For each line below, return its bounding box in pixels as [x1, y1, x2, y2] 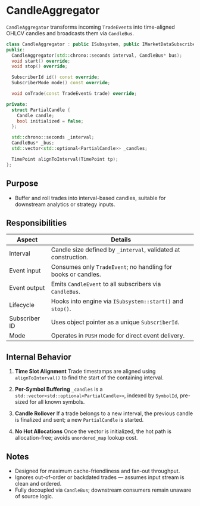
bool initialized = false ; [17, 118, 84, 124]
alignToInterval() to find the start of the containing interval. [14, 374, 164, 381]
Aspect [17, 235, 38, 244]
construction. [51, 253, 88, 262]
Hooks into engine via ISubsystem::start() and [51, 297, 183, 305]
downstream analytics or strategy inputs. [14, 201, 115, 208]
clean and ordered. [14, 480, 62, 487]
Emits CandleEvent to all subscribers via [51, 280, 161, 289]
